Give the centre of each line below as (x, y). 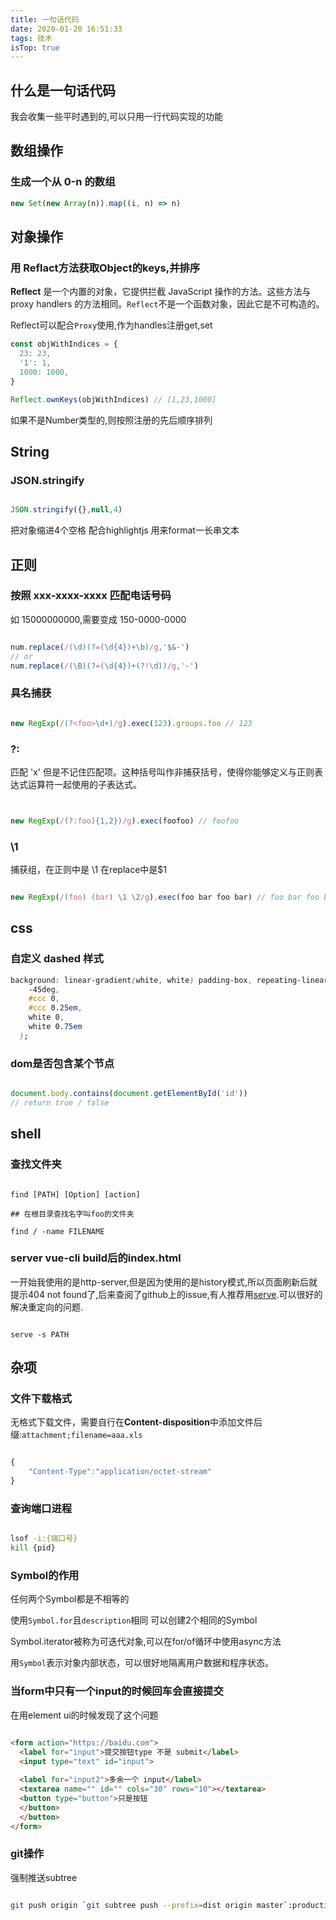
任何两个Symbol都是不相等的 (70, 1599)
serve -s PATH (40, 1334)
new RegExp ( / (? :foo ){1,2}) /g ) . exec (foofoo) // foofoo (125, 821)
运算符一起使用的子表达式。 (84, 784)
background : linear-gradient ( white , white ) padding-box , (131, 980)
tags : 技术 (31, 38)
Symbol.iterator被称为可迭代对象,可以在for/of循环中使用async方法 (146, 1642)
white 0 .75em (55, 1027)
